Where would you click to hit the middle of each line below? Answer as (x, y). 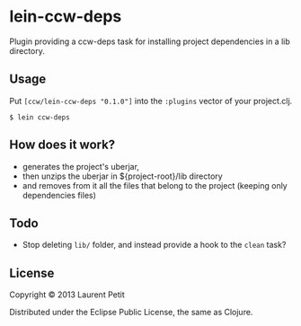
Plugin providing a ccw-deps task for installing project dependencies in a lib (150, 41)
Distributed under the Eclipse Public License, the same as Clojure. (131, 313)
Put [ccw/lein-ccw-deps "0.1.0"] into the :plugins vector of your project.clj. (151, 101)
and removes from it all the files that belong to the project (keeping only (155, 185)
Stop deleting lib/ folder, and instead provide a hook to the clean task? (154, 245)
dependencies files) (59, 195)
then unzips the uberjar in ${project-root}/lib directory (122, 176)
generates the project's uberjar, (80, 166)
